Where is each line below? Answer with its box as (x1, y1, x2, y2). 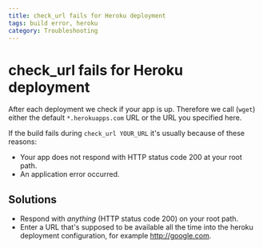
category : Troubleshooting (8, 26, 98, 34)
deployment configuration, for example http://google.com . (19, 231, 212, 241)
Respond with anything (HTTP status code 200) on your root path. (19, 214, 239, 224)
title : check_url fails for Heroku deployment (8, 11, 166, 20)
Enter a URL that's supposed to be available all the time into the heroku (19, 222, 254, 232)
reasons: (8, 137, 38, 146)
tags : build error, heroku (8, 19, 98, 27)
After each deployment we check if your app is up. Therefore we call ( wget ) (8, 105, 256, 114)
